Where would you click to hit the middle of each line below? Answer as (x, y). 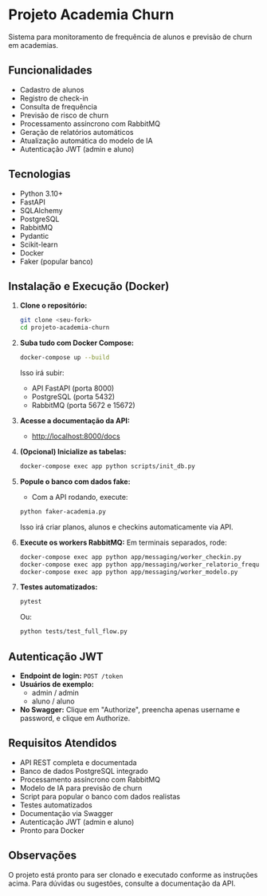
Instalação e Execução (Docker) (89, 286)
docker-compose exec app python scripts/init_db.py (107, 466)
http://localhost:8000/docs (76, 436)
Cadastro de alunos (52, 89)
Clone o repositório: (53, 306)
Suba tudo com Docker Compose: (77, 343)
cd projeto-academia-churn (65, 328)
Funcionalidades (51, 71)
